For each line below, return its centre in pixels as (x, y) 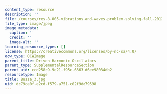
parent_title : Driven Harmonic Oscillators (51, 61)
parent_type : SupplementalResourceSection (50, 65)
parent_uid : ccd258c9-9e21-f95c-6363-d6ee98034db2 (59, 70)
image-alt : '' (24, 42)
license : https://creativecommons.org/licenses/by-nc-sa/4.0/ (71, 51)
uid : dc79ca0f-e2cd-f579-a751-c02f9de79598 (51, 84)
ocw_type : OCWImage (25, 56)
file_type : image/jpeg (29, 24)
